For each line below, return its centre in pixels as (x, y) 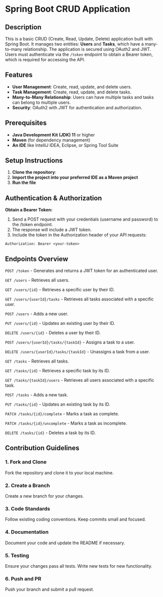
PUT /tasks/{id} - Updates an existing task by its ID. (58, 404)
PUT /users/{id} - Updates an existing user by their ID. (60, 323)
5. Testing (17, 555)
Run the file (24, 183)
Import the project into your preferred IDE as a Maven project (75, 178)
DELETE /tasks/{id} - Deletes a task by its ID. (51, 433)
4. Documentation (27, 532)
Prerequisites (26, 123)
